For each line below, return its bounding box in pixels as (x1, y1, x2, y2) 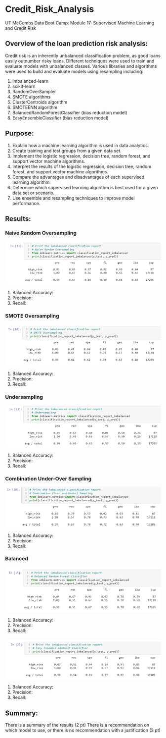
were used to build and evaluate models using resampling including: (5, 68, 144, 74)
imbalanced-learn (12, 78, 49, 84)
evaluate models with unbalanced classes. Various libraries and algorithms (5, 63, 157, 69)
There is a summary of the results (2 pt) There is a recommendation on (5, 722, 150, 728)
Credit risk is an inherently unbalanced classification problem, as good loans (5, 53, 161, 58)
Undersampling (5, 394, 43, 401)
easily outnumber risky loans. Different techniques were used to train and (5, 58, 155, 64)
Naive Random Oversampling (5, 229, 77, 236)
